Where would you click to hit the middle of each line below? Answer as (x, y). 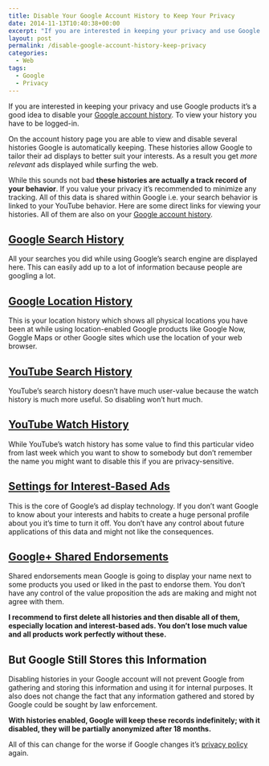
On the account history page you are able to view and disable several (123, 138)
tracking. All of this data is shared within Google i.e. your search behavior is (133, 197)
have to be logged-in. (44, 123)
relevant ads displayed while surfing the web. (84, 164)
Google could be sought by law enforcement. (83, 705)
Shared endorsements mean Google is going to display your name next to (130, 576)
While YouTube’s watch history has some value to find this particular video (131, 444)
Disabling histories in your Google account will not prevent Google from (126, 679)
